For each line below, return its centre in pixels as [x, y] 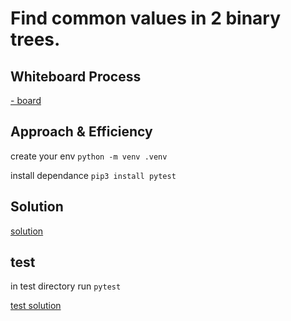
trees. [35, 39]
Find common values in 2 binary [146, 18]
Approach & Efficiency [81, 132]
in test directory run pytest [66, 286]
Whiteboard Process [76, 76]
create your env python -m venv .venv [89, 156]
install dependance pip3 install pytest [93, 175]
